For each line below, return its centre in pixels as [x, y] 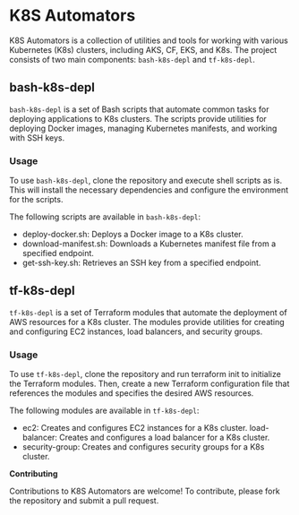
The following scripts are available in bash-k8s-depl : [105, 217]
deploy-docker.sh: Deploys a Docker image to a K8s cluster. [132, 235]
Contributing [34, 474]
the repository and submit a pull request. [84, 501]
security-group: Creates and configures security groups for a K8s [143, 447]
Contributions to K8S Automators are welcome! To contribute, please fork [145, 491]
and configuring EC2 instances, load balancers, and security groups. [136, 331]
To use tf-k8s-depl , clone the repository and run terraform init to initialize [145, 374]
